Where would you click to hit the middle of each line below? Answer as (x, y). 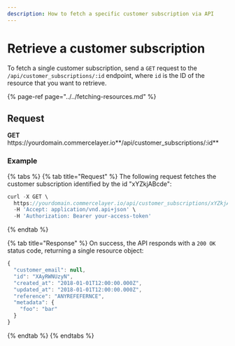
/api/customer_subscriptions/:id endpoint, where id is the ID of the (106, 75)
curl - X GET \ (28, 197)
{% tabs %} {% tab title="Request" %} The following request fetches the (112, 176)
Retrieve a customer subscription (106, 48)
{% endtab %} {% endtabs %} (51, 335)
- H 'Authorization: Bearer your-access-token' (83, 216)
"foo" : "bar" (39, 310)
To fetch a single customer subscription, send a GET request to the (102, 68)
